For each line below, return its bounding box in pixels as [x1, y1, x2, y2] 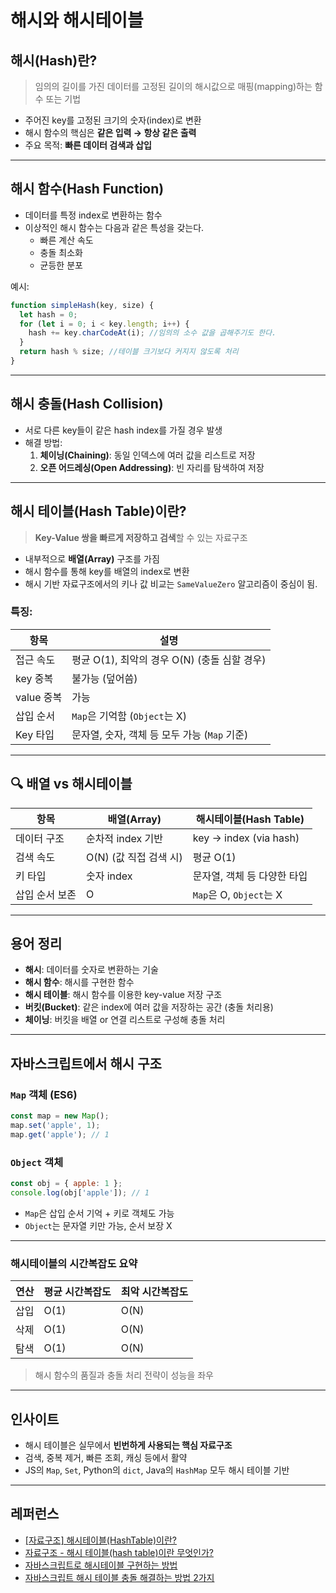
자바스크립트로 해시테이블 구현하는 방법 [24, 1559, 178, 1571]
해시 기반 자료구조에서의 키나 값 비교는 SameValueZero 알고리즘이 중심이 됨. [24, 577, 318, 590]
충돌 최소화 [39, 246, 83, 258]
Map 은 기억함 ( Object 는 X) [71, 709, 187, 723]
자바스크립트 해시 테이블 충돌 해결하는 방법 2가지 [24, 1571, 215, 1583]
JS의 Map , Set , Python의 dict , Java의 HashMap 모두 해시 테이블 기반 [24, 1464, 290, 1476]
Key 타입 [15, 727, 55, 741]
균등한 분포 [39, 259, 83, 271]
